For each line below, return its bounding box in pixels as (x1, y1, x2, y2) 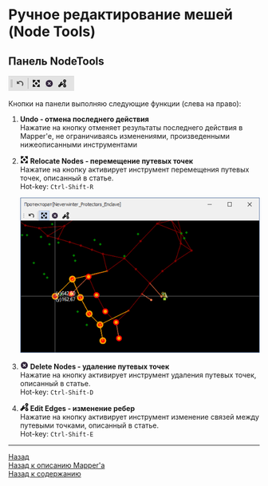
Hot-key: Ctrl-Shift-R (19, 182, 94, 191)
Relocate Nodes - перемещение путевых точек (30, 156, 194, 165)
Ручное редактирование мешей (8, 6, 233, 24)
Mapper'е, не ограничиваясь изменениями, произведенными (19, 132, 230, 140)
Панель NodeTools (8, 54, 105, 68)
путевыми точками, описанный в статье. (19, 421, 160, 430)
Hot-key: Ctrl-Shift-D (19, 387, 94, 397)
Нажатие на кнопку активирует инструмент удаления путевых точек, (19, 369, 257, 380)
